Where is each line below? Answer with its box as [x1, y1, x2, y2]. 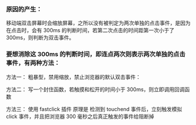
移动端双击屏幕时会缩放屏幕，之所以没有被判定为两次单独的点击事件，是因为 [6, 19, 191, 27]
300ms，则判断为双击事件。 [6, 34, 74, 41]
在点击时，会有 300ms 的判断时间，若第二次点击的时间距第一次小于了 [6, 27, 174, 34]
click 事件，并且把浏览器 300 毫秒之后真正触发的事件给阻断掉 [6, 113, 154, 120]
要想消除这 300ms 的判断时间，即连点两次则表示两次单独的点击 [6, 50, 185, 58]
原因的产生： [6, 5, 43, 13]
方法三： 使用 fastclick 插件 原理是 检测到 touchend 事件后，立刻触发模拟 [6, 105, 183, 112]
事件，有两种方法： [6, 59, 60, 67]
